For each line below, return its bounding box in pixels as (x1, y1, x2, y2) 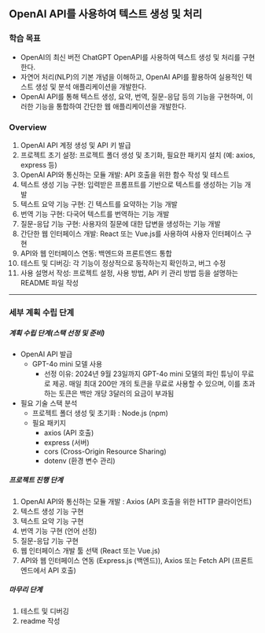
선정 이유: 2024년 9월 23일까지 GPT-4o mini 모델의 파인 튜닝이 (43, 369, 241, 378)
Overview (9, 121, 47, 132)
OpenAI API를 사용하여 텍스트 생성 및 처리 (9, 7, 203, 21)
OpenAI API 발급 (20, 349, 73, 359)
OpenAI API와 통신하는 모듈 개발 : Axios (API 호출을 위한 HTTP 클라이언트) (20, 496, 252, 506)
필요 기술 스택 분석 (20, 398, 78, 407)
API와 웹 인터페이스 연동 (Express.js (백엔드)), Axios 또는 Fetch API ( (20, 555, 235, 565)
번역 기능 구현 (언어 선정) (20, 526, 98, 535)
